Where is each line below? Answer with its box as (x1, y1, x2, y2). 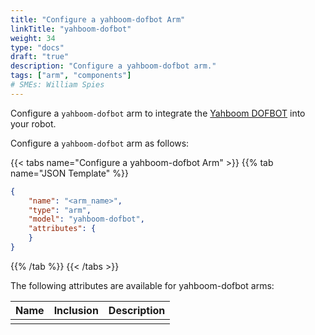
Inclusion (53, 303, 99, 317)
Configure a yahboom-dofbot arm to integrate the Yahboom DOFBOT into (10, 107, 306, 119)
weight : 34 (10, 33, 56, 43)
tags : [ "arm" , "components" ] (10, 71, 132, 81)
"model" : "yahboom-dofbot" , (28, 214, 145, 225)
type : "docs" (10, 42, 65, 53)
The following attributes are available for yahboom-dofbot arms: (10, 279, 275, 291)
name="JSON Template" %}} (10, 167, 129, 179)
